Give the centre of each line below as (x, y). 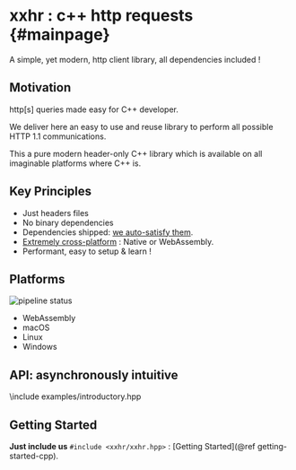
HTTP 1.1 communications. (58, 136)
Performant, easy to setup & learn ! (87, 251)
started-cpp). (34, 456)
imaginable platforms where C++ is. (75, 163)
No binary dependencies (68, 222)
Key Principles (51, 191)
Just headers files (56, 213)
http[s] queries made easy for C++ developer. (94, 109)
